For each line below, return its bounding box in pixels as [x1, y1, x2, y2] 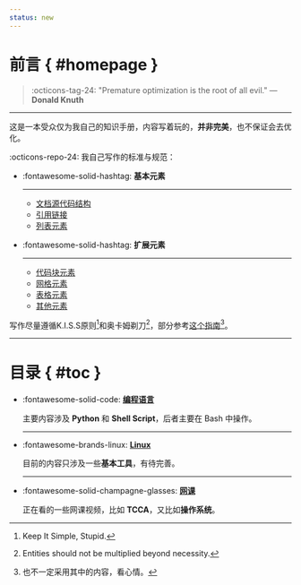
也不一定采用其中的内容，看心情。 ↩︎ [21, 566, 158, 578]
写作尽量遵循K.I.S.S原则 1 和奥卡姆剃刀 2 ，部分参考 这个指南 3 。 [9, 318, 233, 331]
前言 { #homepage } [9, 55, 159, 74]
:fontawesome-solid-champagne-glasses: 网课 [21, 486, 195, 496]
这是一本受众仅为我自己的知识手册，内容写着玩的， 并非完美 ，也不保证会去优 [9, 121, 292, 132]
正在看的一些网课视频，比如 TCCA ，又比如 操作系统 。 [21, 504, 220, 515]
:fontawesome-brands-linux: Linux [21, 440, 151, 451]
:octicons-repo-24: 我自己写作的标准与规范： [9, 151, 176, 162]
